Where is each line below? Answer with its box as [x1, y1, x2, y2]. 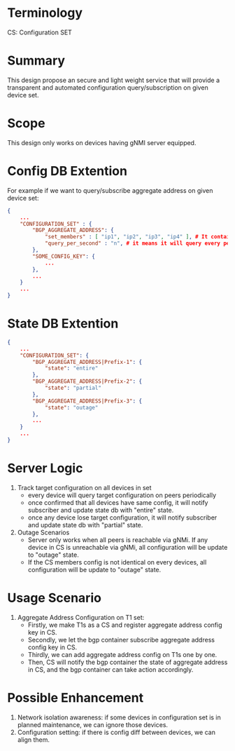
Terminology [7, 5, 83, 21]
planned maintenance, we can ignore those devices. [17, 720, 169, 729]
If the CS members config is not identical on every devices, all [27, 557, 207, 566]
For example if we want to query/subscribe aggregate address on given [7, 186, 213, 194]
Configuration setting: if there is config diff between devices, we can [17, 728, 215, 736]
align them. [17, 735, 50, 744]
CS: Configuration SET [7, 28, 72, 36]
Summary [7, 53, 65, 69]
